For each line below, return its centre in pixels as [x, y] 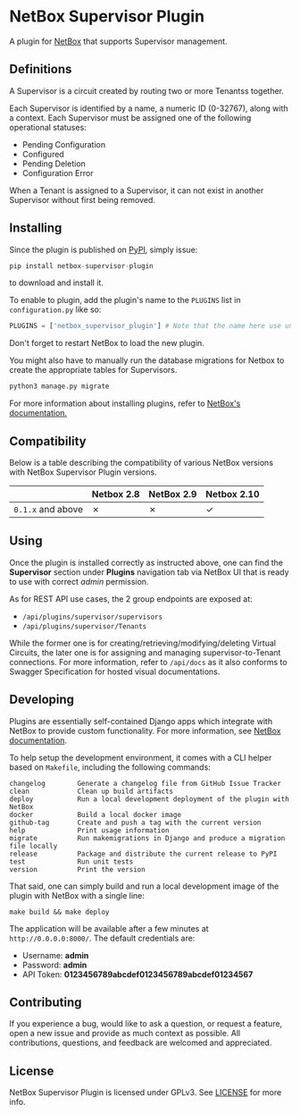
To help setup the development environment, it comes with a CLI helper [141, 757]
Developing [42, 700]
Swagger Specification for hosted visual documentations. [115, 671]
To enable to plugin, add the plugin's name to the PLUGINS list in [125, 300]
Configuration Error [58, 173]
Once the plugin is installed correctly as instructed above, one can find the [146, 562]
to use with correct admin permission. [79, 581]
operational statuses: [48, 127]
